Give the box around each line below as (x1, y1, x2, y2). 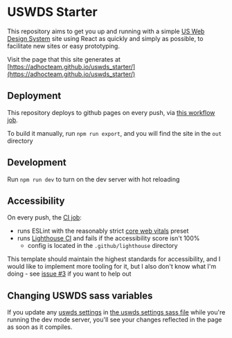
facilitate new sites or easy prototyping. (7, 42, 120, 50)
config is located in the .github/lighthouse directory (27, 242, 178, 250)
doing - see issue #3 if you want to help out (7, 269, 132, 278)
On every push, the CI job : (7, 213, 82, 222)
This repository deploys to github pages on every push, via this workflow (7, 108, 215, 116)
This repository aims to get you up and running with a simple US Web (7, 27, 205, 35)
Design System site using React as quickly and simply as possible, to (7, 34, 204, 42)
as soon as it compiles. (7, 323, 73, 331)
